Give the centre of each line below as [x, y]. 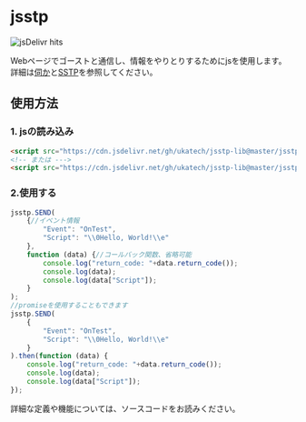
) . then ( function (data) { [59, 357]
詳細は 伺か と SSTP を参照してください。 [84, 72]
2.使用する [34, 193]
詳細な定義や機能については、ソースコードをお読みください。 [125, 408]
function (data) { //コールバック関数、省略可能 [109, 255]
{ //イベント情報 [53, 221]
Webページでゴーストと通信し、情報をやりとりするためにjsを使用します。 [148, 60]
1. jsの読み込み [42, 132]
